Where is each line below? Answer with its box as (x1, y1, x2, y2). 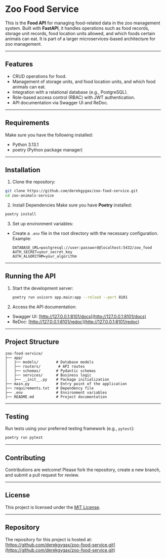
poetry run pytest (5, 435, 43, 440)
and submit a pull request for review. (5, 472, 80, 478)
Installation (5, 165, 41, 174)
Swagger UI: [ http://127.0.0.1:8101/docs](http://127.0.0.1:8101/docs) (12, 313, 147, 319)
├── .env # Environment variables (5, 390, 107, 395)
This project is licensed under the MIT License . (5, 504, 101, 510)
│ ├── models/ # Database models (5, 359, 94, 364)
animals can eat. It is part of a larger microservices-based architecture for (5, 36, 156, 42)
